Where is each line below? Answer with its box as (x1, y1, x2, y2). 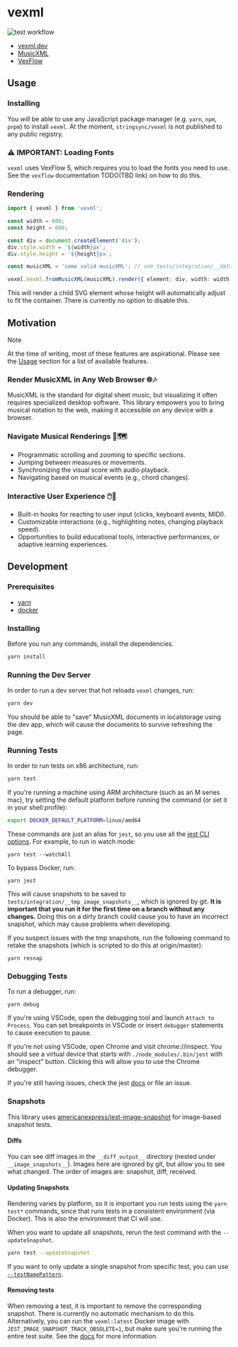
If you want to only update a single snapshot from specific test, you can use (7, 1262, 229, 1270)
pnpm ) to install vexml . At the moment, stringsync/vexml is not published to (7, 122, 223, 131)
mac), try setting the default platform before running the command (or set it (7, 796, 228, 804)
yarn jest (7, 877, 37, 884)
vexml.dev (17, 41, 48, 50)
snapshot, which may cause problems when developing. (7, 920, 172, 928)
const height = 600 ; (7, 224, 69, 231)
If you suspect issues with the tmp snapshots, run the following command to (7, 934, 230, 942)
